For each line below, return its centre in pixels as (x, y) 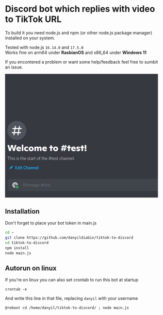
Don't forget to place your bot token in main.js (51, 223)
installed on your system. (30, 38)
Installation (22, 211)
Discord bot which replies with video (80, 9)
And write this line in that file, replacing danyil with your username (72, 298)
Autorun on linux (31, 268)
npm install (17, 248)
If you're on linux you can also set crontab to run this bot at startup (72, 280)
